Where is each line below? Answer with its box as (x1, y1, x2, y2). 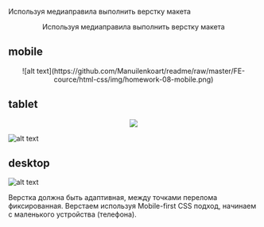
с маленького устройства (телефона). (8, 210, 137, 219)
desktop (8, 156, 50, 170)
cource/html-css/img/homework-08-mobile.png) (53, 75, 214, 84)
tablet (8, 98, 38, 111)
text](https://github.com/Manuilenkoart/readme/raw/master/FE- (37, 66, 246, 75)
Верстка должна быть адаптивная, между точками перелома (8, 193, 218, 202)
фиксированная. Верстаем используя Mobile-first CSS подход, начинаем (8, 202, 257, 211)
